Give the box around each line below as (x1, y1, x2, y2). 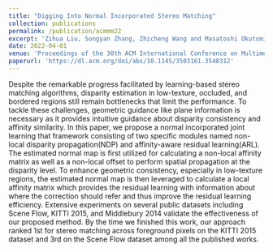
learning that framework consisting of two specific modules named (8, 130, 233, 140)
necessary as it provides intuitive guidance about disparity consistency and (8, 113, 262, 123)
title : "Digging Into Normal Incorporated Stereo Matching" (8, 11, 217, 20)
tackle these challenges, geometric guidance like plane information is (8, 105, 240, 114)
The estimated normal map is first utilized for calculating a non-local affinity (8, 147, 262, 158)
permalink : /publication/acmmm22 (8, 27, 122, 35)
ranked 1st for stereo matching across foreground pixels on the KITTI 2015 (8, 225, 257, 235)
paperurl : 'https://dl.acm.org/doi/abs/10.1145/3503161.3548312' (8, 58, 234, 66)
